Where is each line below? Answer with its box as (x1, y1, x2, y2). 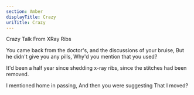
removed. (6, 71, 29, 78)
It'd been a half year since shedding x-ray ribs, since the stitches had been (6, 65, 187, 72)
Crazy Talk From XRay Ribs (6, 36, 72, 43)
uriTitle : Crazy (6, 19, 46, 25)
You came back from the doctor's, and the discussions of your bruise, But (6, 47, 185, 54)
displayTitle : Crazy (6, 14, 57, 20)
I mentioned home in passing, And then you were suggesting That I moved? (6, 82, 189, 89)
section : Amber (6, 8, 43, 15)
